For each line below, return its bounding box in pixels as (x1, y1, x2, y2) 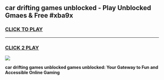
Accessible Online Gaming (5, 69, 60, 75)
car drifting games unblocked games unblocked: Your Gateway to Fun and (5, 64, 159, 70)
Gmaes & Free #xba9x (5, 12, 73, 20)
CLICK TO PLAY (5, 26, 43, 33)
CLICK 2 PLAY (5, 44, 39, 51)
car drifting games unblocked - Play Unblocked (5, 4, 151, 12)
